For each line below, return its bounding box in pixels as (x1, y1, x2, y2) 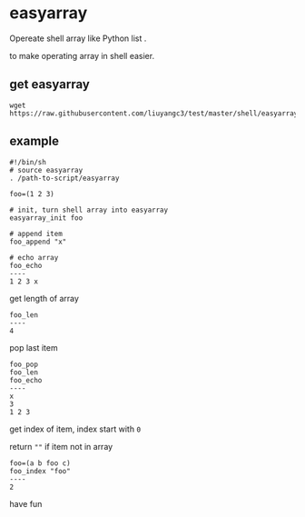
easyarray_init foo (9, 213, 84, 223)
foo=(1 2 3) (9, 189, 54, 198)
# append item (9, 229, 64, 238)
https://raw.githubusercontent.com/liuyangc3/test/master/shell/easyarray (9, 108, 299, 118)
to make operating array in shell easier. (9, 50, 155, 61)
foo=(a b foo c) (9, 458, 71, 468)
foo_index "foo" (9, 466, 71, 475)
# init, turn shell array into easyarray (9, 205, 169, 214)
